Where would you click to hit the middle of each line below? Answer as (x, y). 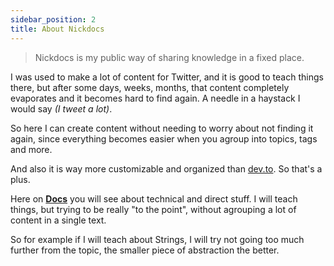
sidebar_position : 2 (53, 19)
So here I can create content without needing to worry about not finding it (162, 128)
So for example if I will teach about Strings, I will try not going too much (157, 239)
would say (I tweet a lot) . (61, 108)
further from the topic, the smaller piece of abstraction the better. (145, 250)
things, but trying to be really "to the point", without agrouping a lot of (153, 209)
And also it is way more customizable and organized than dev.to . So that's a (166, 168)
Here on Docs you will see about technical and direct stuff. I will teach (154, 198)
